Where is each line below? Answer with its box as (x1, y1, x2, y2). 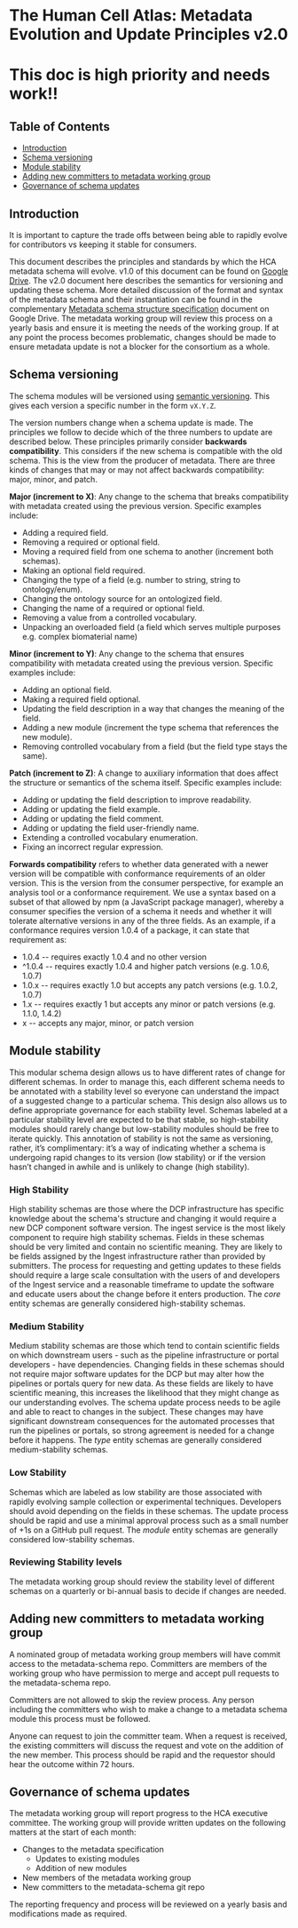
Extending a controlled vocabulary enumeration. (21, 832, 199, 842)
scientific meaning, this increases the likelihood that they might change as (9, 1388, 279, 1398)
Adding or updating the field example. (21, 803, 161, 814)
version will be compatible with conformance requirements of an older (9, 868, 266, 879)
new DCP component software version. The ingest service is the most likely (9, 1223, 286, 1233)
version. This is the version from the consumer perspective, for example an (9, 877, 284, 888)
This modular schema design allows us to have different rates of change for (9, 1067, 286, 1078)
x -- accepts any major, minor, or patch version (21, 1017, 194, 1028)
